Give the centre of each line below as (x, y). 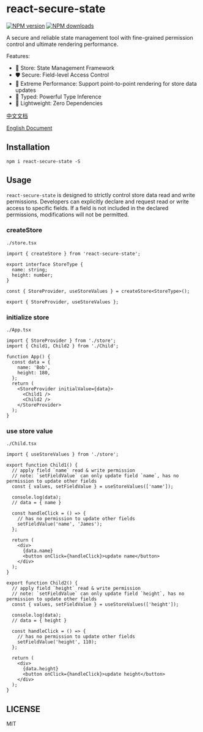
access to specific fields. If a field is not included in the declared (87, 208)
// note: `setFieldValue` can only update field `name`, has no (95, 476)
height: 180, (34, 373)
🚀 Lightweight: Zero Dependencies (59, 103)
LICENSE (24, 709)
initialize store (28, 317)
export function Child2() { (42, 583)
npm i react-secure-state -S (43, 161)
